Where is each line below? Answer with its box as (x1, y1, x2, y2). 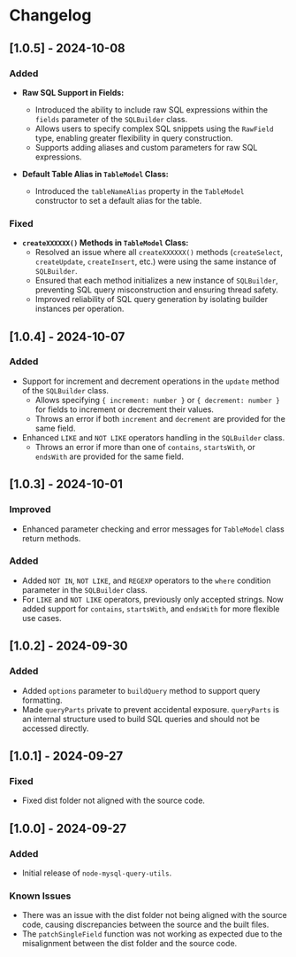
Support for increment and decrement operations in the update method (21, 376, 280, 386)
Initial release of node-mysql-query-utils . (21, 868, 172, 878)
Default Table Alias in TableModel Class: (21, 168, 170, 179)
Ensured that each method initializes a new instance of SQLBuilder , (34, 276, 278, 286)
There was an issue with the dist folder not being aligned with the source (21, 910, 287, 921)
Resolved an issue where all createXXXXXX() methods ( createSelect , (34, 247, 284, 258)
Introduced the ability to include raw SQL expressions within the (34, 104, 268, 115)
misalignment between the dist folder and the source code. (21, 938, 238, 949)
